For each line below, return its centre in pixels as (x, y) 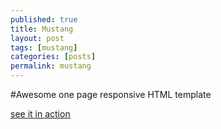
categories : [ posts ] (53, 57)
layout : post (37, 38)
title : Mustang (42, 29)
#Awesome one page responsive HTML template (111, 94)
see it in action (40, 114)
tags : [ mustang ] (44, 47)
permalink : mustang (51, 66)
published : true (44, 19)
